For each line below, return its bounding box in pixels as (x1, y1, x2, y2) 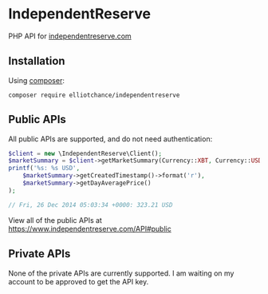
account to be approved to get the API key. (8, 276, 149, 286)
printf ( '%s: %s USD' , (8, 165, 81, 173)
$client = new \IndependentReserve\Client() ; (8, 149, 162, 157)
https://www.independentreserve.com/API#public (8, 224, 171, 233)
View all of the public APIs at (8, 215, 102, 224)
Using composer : (8, 75, 65, 85)
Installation (8, 54, 65, 68)
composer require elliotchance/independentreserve (8, 91, 180, 99)
